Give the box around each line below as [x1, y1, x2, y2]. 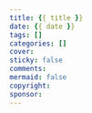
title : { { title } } [9, 13, 84, 23]
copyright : [9, 81, 51, 90]
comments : [9, 65, 47, 74]
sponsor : [9, 89, 43, 98]
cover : [9, 47, 35, 56]
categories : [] [9, 38, 67, 48]
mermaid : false [9, 73, 67, 82]
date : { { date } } [9, 22, 76, 31]
